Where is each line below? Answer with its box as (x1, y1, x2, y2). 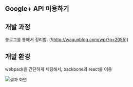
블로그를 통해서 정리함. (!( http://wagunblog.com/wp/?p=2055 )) (5, 37, 129, 43)
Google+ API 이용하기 (5, 4, 69, 13)
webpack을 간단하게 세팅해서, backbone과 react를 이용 (5, 66, 112, 72)
